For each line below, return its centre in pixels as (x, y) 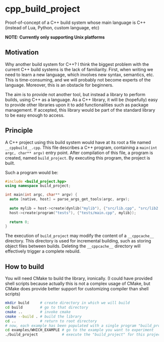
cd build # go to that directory (47, 307)
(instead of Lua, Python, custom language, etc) (52, 27)
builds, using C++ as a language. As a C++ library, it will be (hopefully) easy (82, 100)
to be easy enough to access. (35, 115)
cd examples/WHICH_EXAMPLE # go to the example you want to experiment (79, 330)
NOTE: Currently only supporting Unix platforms (55, 37)
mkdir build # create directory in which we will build (68, 303)
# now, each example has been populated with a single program (71, 325)
